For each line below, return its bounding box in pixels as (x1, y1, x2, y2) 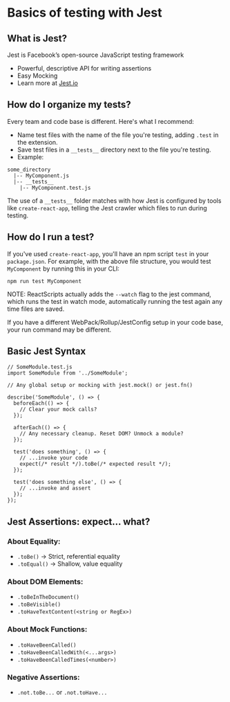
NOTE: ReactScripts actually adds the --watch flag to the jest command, (7, 289, 212, 298)
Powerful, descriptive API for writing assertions (17, 64, 152, 72)
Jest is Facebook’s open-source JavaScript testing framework (7, 51, 184, 59)
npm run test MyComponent (7, 278, 82, 285)
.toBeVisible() (17, 601, 61, 609)
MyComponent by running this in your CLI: (7, 264, 119, 273)
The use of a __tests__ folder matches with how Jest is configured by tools (7, 196, 222, 205)
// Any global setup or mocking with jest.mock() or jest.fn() (7, 382, 193, 389)
